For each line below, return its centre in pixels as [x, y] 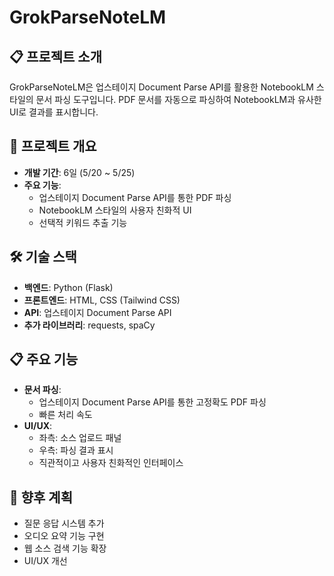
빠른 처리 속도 [65, 415]
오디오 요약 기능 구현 [64, 536]
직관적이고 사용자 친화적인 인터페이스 [111, 463]
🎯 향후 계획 [41, 497]
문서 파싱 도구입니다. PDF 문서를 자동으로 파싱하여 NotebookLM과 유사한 [178, 99]
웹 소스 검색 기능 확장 [65, 548]
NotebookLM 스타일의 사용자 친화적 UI [115, 210]
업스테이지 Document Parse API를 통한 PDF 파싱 [135, 197]
